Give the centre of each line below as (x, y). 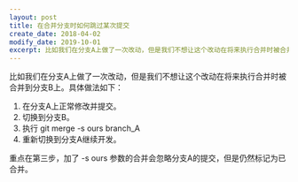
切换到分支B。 (48, 118)
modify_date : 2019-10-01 (55, 42)
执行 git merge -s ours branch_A (81, 128)
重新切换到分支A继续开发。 (71, 140)
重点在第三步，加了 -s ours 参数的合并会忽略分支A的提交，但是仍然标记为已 (148, 158)
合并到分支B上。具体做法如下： (67, 87)
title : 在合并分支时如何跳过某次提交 (70, 26)
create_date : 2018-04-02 (55, 34)
